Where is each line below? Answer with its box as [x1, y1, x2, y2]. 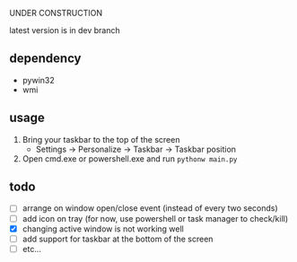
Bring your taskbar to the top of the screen [22, 134, 180, 144]
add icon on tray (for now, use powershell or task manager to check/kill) [22, 213, 289, 223]
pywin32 [22, 74, 56, 85]
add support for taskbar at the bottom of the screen [22, 233, 214, 244]
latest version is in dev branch [9, 25, 121, 35]
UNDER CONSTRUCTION [9, 8, 103, 18]
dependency [9, 51, 83, 66]
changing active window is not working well [22, 223, 184, 234]
